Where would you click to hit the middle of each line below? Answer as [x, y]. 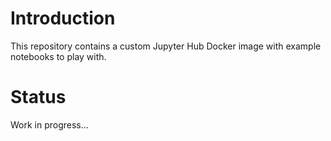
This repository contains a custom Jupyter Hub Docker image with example [166, 46]
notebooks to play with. [58, 56]
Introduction [63, 18]
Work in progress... [49, 124]
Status [38, 97]
